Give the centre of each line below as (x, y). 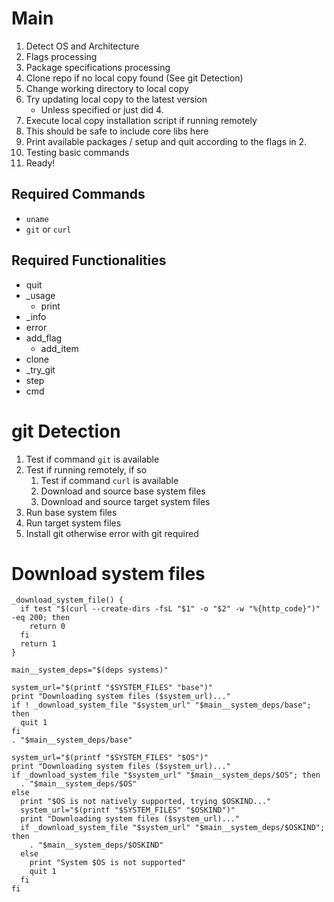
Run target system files (73, 523)
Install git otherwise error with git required (112, 533)
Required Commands (78, 194)
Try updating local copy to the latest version (116, 99)
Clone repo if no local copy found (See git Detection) (134, 78)
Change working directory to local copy (107, 88)
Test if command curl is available (109, 480)
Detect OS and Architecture (82, 46)
